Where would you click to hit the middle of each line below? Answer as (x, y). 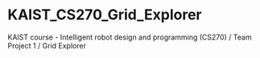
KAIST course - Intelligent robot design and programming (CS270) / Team (130, 37)
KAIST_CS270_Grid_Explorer (105, 15)
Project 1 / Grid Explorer (47, 45)
